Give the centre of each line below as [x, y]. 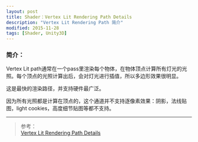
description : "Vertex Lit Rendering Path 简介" [65, 22]
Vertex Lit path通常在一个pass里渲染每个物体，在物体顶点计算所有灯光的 [94, 69]
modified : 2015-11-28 [33, 28]
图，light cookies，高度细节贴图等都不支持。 [60, 109]
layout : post [22, 11]
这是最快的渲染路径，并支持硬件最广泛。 [55, 89]
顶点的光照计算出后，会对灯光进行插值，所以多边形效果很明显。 [104, 76]
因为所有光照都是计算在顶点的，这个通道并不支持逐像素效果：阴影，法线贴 [96, 101]
